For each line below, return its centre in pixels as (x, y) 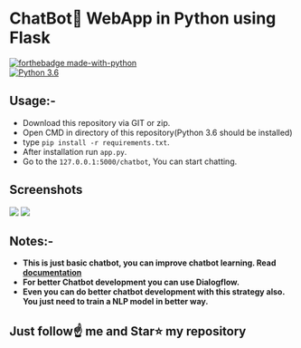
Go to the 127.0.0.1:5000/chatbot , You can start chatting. (130, 161)
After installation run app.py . (75, 151)
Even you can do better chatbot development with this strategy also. (154, 292)
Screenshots (46, 190)
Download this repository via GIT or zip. (96, 122)
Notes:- (32, 241)
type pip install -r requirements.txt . (96, 142)
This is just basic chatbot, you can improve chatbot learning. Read (149, 263)
